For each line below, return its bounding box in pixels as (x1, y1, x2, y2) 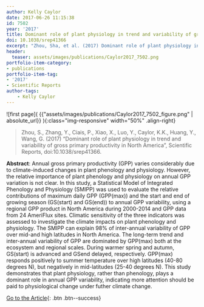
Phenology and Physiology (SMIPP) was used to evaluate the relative (6, 185, 179, 193)
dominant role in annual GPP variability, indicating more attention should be (6, 276, 194, 283)
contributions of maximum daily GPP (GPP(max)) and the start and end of (6, 192, 190, 199)
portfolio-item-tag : (6, 71, 59, 77)
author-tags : (6, 88, 39, 94)
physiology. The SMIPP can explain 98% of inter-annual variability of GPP (6, 224, 191, 232)
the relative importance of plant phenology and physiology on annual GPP (6, 173, 191, 180)
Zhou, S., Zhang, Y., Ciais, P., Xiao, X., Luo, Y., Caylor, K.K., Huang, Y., (21, 128, 196, 136)
